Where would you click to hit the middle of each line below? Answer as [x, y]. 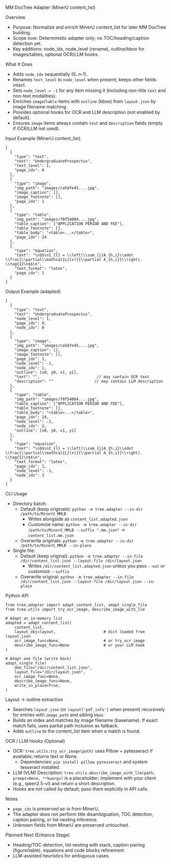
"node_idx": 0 [29, 328]
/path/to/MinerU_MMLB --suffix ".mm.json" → [77, 530]
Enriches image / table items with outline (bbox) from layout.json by [84, 101]
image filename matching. [40, 107]
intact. [19, 85]
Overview [15, 17]
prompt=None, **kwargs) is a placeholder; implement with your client [84, 778]
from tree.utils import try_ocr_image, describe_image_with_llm [75, 609]
